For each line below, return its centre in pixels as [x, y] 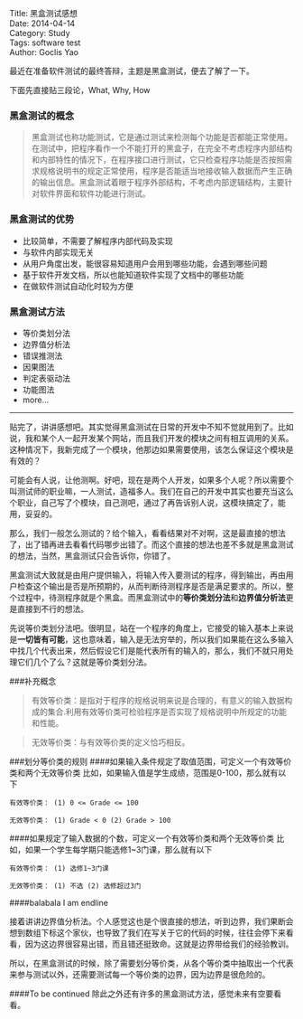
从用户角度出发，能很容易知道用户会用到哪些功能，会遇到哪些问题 [145, 263]
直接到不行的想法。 [52, 609]
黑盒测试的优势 [42, 220]
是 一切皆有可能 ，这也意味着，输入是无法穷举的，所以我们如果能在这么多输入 [151, 639]
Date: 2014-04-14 [42, 24]
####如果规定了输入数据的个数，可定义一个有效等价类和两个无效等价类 [142, 838]
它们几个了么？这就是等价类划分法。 [84, 662]
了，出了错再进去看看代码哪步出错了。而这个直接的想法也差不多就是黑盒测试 [151, 544]
